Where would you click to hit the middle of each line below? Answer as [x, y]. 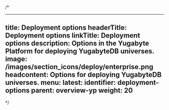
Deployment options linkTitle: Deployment [73, 35]
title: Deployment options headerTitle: [66, 28]
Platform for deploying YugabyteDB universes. [80, 51]
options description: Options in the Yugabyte [77, 43]
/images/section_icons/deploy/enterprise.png [79, 67]
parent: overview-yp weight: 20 [82, 91]
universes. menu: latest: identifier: [61, 83]
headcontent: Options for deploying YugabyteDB [83, 75]
